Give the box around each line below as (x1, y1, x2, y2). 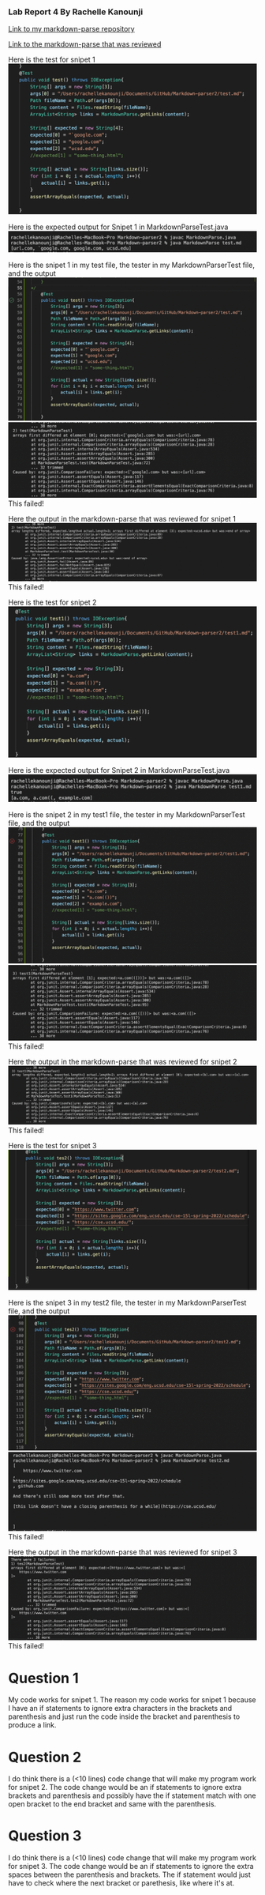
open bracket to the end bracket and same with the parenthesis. (8, 1799, 217, 1809)
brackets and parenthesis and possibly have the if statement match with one (8, 1791, 256, 1800)
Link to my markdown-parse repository (8, 24, 136, 34)
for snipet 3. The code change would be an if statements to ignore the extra (8, 1862, 254, 1871)
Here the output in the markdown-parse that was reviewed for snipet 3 (8, 1547, 238, 1557)
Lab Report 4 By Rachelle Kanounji (8, 6, 144, 17)
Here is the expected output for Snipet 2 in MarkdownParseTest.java (8, 765, 230, 774)
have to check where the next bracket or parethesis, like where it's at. (8, 1878, 235, 1888)
